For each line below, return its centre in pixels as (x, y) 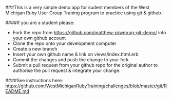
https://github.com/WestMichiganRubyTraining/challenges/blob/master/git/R (86, 86)
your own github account (39, 38)
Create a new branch (35, 49)
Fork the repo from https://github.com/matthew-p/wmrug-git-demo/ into (89, 32)
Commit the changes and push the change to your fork (71, 60)
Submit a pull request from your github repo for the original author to (85, 65)
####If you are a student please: (40, 23)
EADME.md (17, 91)
